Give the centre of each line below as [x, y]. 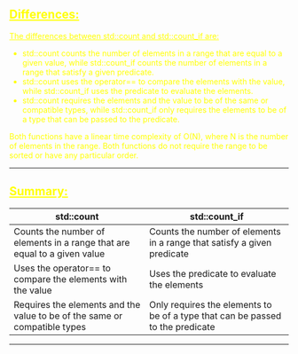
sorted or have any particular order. [74, 155]
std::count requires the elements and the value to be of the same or [145, 100]
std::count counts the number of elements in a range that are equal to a [152, 53]
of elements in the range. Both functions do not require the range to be [138, 146]
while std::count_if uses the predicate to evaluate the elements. [137, 90]
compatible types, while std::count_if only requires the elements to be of [154, 109]
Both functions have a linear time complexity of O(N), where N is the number [149, 136]
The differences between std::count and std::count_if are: [114, 35]
